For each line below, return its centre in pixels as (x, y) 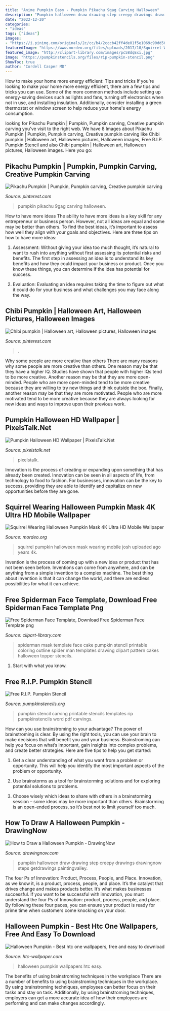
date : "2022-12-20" (26, 19)
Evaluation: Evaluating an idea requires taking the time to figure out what (88, 284)
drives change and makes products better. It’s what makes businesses (78, 889)
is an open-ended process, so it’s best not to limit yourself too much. (84, 807)
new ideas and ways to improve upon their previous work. (66, 404)
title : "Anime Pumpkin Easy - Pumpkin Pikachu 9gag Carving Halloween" (82, 10)
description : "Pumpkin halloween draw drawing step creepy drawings (79, 15)
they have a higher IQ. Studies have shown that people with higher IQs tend (84, 371)
